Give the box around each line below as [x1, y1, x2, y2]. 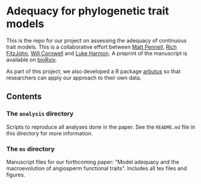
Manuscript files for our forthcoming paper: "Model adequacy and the [6, 158, 179, 165]
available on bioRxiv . [6, 56, 57, 63]
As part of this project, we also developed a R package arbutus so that [6, 67, 181, 75]
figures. [6, 171, 26, 178]
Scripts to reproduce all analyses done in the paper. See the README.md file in [6, 123, 196, 130]
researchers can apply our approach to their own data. [6, 74, 142, 81]
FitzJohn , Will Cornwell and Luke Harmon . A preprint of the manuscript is [6, 49, 188, 57]
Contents [6, 91, 42, 102]
